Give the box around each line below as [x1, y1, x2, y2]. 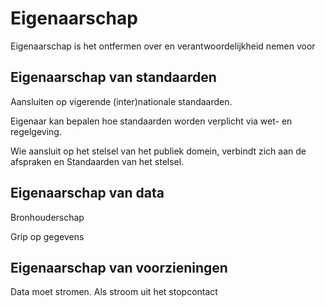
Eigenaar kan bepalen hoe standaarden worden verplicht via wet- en [10, 115, 293, 127]
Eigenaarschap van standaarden [10, 69, 217, 86]
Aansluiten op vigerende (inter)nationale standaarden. [10, 95, 233, 107]
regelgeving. [10, 125, 62, 137]
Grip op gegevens [10, 230, 85, 242]
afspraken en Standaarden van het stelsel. [10, 155, 185, 167]
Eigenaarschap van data [10, 185, 165, 202]
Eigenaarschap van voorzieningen [10, 259, 228, 276]
